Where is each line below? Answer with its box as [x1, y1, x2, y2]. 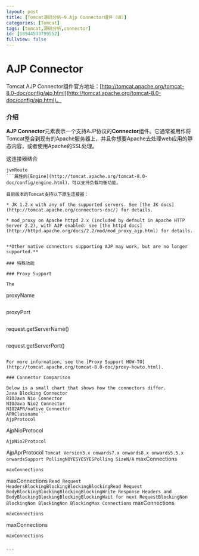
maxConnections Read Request [6, 477, 82, 484]
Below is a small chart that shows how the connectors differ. [6, 385, 167, 391]
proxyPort [6, 309, 31, 316]
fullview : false [6, 36, 46, 42]
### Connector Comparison [6, 374, 70, 381]
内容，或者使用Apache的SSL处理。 [11, 143, 98, 150]
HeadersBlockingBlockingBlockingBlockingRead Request [6, 484, 143, 490]
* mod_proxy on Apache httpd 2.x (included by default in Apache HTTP [6, 217, 185, 224]
